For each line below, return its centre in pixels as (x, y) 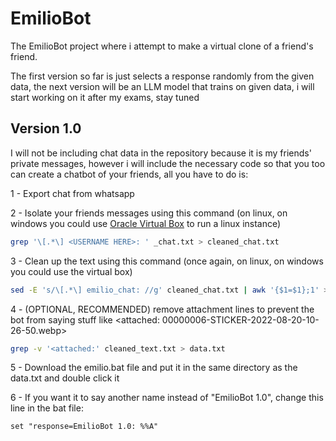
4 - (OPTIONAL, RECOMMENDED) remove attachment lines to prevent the (162, 309)
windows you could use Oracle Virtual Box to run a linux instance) (146, 223)
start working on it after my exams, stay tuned (105, 97)
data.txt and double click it (65, 378)
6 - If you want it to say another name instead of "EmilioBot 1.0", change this (167, 398)
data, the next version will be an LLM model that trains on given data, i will (162, 86)
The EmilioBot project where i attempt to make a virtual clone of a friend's (162, 46)
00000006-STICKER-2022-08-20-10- (240, 319)
